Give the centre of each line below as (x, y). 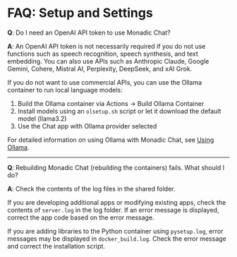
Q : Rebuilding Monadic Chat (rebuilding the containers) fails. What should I (116, 167)
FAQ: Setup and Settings (80, 13)
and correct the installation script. (56, 246)
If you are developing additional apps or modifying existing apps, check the (117, 202)
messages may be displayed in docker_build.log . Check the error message (117, 239)
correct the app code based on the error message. (81, 217)
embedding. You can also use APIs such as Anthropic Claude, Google (108, 61)
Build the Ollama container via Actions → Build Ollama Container (111, 103)
